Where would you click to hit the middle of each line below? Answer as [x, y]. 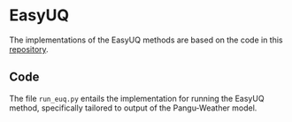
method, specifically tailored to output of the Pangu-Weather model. [133, 108]
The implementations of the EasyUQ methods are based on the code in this [146, 40]
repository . [29, 49]
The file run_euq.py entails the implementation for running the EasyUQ [137, 98]
